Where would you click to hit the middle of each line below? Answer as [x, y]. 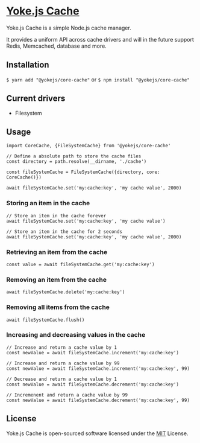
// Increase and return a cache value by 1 [62, 347]
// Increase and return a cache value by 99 [63, 363]
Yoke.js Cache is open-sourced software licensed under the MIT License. [97, 433]
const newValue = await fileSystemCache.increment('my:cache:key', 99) [98, 368]
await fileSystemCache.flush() [45, 320]
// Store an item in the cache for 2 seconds [64, 231]
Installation [28, 65]
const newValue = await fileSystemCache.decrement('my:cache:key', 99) [98, 400]
